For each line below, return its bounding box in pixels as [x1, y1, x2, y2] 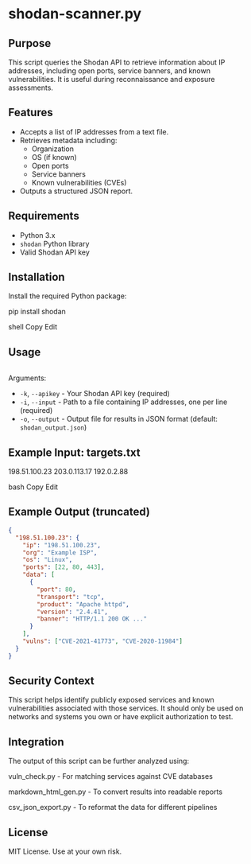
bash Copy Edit [8, 482, 58, 492]
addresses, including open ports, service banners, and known [8, 66, 210, 76]
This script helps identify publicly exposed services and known [8, 695, 214, 705]
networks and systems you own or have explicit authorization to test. [8, 712, 234, 722]
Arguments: [8, 373, 47, 383]
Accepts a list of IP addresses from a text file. [19, 126, 169, 136]
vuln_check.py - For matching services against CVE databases [8, 772, 213, 781]
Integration [8, 735, 65, 749]
